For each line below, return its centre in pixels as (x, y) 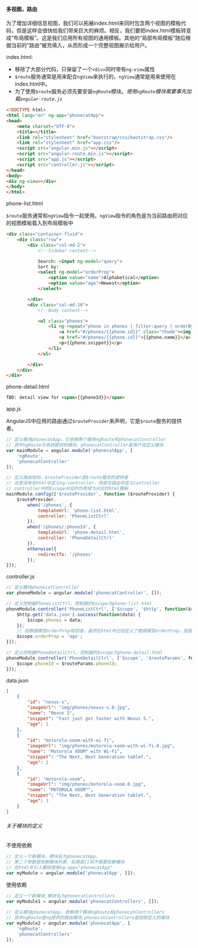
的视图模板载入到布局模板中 (40, 223)
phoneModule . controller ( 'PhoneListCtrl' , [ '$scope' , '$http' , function (96, 609)
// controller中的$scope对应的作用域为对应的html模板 (67, 489)
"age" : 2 (38, 762)
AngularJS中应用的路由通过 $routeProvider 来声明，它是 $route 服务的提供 (94, 421)
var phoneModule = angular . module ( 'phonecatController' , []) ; (84, 593)
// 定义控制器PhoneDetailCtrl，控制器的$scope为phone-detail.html (85, 653)
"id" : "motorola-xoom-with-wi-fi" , (71, 740)
